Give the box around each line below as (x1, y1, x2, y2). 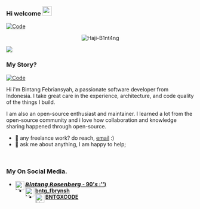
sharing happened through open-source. (6, 122, 107, 130)
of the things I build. (6, 99, 56, 106)
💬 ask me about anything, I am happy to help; (14, 140, 127, 147)
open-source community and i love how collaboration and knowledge (6, 116, 177, 124)
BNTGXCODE (45, 193, 79, 200)
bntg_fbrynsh (35, 187, 70, 194)
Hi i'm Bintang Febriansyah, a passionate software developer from (6, 85, 169, 93)
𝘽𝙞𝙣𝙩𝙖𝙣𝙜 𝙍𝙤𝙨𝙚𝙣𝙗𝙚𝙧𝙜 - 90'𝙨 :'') (24, 180, 106, 188)
